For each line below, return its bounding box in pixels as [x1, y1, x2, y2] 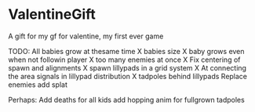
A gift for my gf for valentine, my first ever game [8, 31, 164, 41]
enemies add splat [8, 80, 68, 89]
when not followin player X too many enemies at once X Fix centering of [8, 55, 241, 64]
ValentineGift [8, 5, 97, 23]
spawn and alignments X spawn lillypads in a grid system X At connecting [8, 63, 247, 72]
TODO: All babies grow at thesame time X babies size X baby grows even [8, 46, 245, 56]
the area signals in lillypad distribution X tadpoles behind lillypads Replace [8, 71, 248, 81]
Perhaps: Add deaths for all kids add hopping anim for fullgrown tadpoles [8, 95, 245, 104]
